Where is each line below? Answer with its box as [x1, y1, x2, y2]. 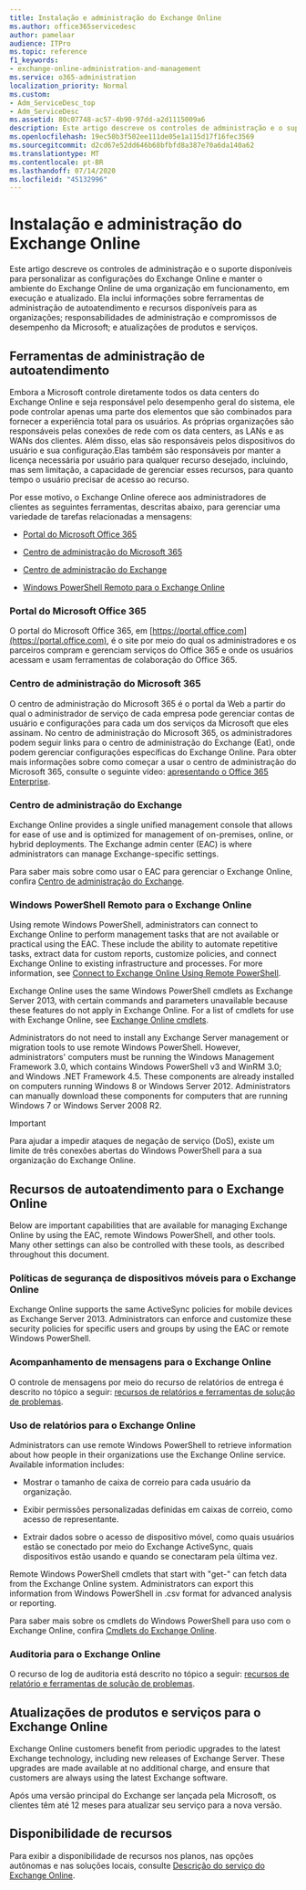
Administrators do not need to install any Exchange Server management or [9, 1033, 290, 1044]
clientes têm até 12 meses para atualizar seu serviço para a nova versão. [9, 1800, 282, 1811]
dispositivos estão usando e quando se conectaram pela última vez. [22, 1550, 278, 1561]
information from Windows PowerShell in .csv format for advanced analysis [9, 1588, 292, 1599]
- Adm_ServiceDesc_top [9, 98, 96, 108]
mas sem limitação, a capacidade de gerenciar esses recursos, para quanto [9, 465, 294, 475]
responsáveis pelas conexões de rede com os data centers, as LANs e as [9, 425, 284, 436]
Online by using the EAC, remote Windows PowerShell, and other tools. [9, 1230, 276, 1240]
